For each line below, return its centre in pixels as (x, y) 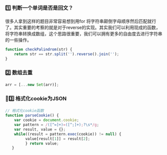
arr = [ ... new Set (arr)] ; (32, 85)
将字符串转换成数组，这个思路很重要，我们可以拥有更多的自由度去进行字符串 (84, 34)
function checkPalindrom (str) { (39, 49)
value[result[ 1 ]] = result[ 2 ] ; (58, 138)
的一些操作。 (18, 40)
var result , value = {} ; (40, 129)
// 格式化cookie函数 (24, 111)
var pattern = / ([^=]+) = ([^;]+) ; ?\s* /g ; (57, 125)
